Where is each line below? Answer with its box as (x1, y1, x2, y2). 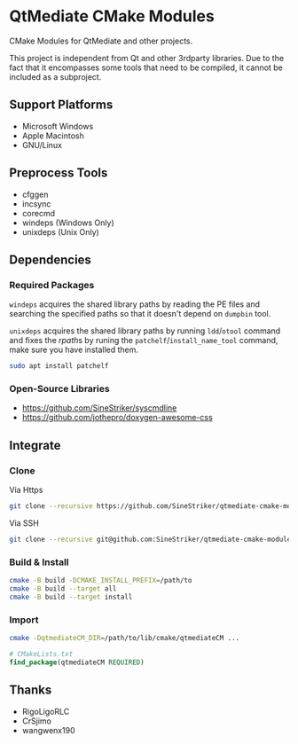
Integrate (9, 437, 61, 453)
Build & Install (9, 556, 69, 568)
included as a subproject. (9, 71, 102, 82)
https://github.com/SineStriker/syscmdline (21, 403, 177, 413)
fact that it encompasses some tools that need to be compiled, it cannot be (9, 62, 284, 73)
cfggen (21, 189, 49, 200)
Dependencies (9, 252, 91, 267)
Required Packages (9, 278, 95, 291)
